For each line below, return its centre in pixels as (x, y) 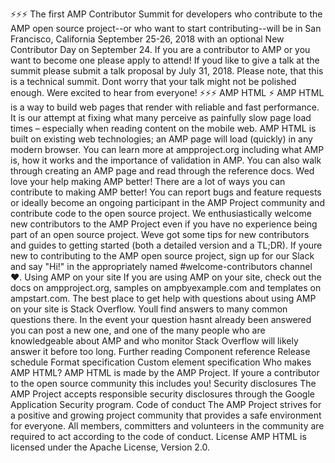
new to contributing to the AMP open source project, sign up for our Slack (162, 256)
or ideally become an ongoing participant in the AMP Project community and (167, 202)
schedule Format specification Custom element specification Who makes (161, 362)
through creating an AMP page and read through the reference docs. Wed (162, 171)
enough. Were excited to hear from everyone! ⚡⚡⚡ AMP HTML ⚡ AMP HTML (167, 92)
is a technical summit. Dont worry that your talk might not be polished (153, 81)
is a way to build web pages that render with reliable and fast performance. (165, 107)
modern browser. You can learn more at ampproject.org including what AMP (167, 149)
